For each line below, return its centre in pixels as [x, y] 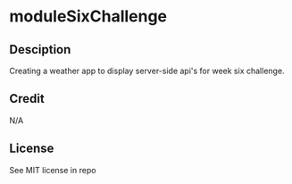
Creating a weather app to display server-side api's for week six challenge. [147, 71]
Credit [27, 99]
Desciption [40, 50]
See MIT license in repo [53, 170]
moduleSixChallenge [88, 17]
